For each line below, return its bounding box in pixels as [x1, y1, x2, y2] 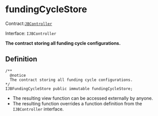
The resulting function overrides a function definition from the [12, 100, 142, 106]
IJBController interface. [12, 106, 64, 112]
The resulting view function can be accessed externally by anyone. [12, 95, 153, 101]
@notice [10, 73, 26, 78]
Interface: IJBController [5, 30, 57, 36]
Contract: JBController [5, 20, 52, 26]
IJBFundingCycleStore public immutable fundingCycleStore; [5, 86, 133, 91]
